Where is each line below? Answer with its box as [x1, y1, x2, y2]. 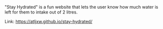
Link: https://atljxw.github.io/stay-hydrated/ [4, 19, 92, 24]
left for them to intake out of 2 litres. [4, 9, 78, 15]
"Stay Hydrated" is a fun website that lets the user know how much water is [4, 4, 159, 10]
